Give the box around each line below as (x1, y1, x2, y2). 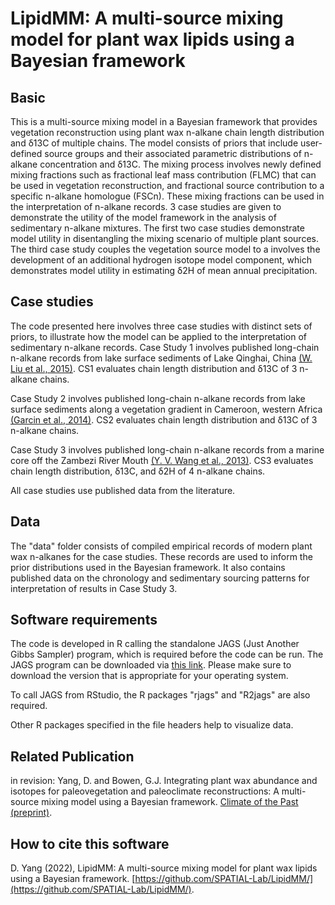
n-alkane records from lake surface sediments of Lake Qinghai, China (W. (10, 352, 313, 364)
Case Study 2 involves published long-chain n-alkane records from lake (10, 392, 306, 404)
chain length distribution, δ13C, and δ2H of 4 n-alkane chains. (10, 465, 266, 477)
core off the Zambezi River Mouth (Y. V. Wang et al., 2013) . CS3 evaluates (10, 454, 314, 466)
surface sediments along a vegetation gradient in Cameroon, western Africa (10, 403, 323, 415)
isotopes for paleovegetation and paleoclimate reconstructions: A (10, 785, 280, 797)
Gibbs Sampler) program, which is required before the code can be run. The (10, 648, 324, 661)
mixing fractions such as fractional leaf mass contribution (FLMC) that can (10, 169, 317, 181)
